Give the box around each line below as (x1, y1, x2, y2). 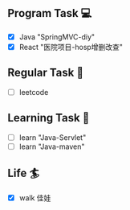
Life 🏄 (7, 167, 40, 180)
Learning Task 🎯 (7, 111, 90, 125)
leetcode (18, 87, 49, 97)
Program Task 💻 (7, 6, 92, 20)
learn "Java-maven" (18, 142, 85, 151)
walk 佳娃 (18, 192, 51, 203)
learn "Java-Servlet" (18, 132, 87, 142)
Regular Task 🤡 (7, 66, 84, 80)
